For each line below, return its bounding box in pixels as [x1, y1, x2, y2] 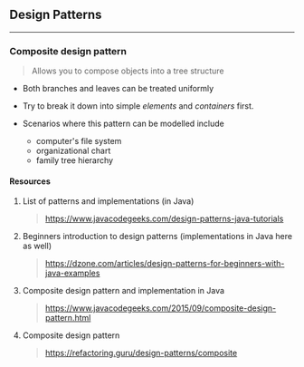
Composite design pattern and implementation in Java [22, 285, 224, 296]
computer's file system [35, 136, 122, 147]
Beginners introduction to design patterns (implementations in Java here [22, 231, 292, 242]
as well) [22, 240, 52, 252]
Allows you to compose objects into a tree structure [31, 65, 224, 76]
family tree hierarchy [35, 155, 114, 166]
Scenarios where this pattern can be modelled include [22, 118, 224, 130]
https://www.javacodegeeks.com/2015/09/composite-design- [44, 303, 277, 314]
